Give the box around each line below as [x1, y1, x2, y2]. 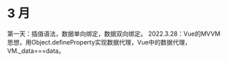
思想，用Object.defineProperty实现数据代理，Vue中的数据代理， [7, 38, 192, 46]
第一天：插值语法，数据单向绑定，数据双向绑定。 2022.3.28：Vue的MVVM [7, 29, 221, 38]
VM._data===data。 [7, 47, 65, 55]
